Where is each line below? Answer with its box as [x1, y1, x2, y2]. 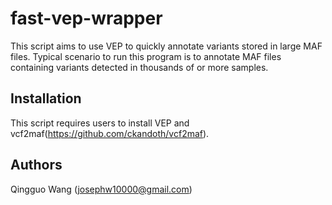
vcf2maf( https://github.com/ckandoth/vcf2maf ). [10, 127, 210, 139]
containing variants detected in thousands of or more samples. [10, 61, 269, 73]
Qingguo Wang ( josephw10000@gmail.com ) [10, 183, 193, 195]
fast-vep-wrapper [10, 7, 163, 30]
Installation [10, 90, 82, 107]
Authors [10, 157, 63, 174]
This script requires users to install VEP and [10, 117, 190, 129]
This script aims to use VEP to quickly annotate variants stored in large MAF [10, 40, 323, 52]
